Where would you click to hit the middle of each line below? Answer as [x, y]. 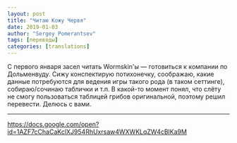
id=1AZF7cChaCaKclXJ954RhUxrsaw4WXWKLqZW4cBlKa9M [97, 132]
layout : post [26, 14]
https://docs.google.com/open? [53, 124]
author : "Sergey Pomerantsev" [52, 33]
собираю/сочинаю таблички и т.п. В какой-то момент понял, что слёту [114, 89]
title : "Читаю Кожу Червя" [47, 20]
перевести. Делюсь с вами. [49, 104]
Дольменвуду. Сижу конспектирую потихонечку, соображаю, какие [111, 74]
